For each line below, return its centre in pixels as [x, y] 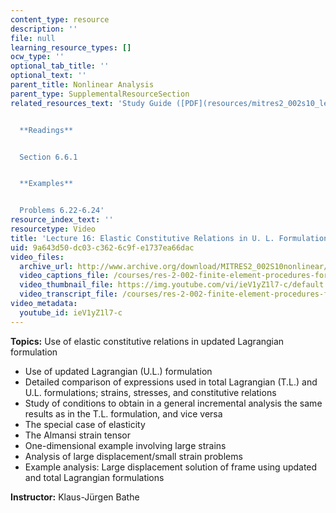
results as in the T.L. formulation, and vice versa [123, 413]
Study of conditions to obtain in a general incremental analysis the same [173, 403]
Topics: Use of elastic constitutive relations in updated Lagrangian [147, 341]
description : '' [44, 29]
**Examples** [46, 184]
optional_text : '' [48, 76]
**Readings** [46, 130]
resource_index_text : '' [62, 220]
